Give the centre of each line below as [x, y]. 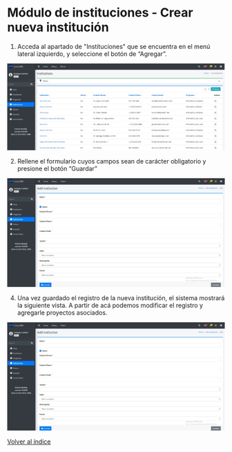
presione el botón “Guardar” [57, 168]
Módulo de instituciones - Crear [100, 13]
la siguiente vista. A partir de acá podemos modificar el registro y [110, 305]
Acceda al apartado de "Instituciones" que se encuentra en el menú [114, 46]
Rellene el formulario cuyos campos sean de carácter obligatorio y [112, 161]
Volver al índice [29, 442]
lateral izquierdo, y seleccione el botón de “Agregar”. [92, 54]
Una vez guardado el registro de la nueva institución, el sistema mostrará [121, 297]
